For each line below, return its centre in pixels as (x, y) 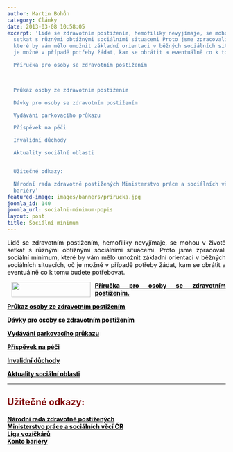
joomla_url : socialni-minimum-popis (60, 210)
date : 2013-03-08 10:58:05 (46, 26)
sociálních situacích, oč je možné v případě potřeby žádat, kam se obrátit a (116, 264)
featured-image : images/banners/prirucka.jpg (74, 197)
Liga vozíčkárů (29, 434)
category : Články (32, 20)
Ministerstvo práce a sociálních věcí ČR (65, 426)
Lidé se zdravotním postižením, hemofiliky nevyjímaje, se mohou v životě (116, 242)
